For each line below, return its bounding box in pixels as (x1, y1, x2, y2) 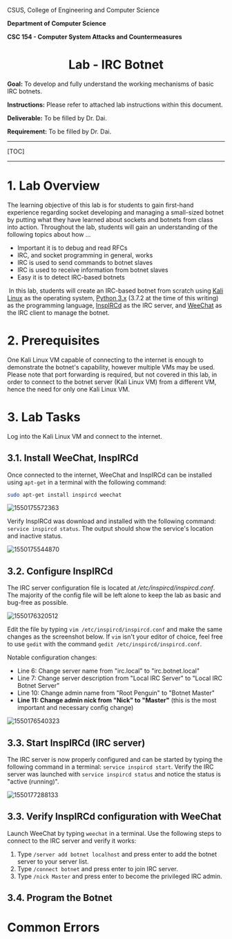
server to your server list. (17, 857, 89, 866)
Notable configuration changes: (7, 653, 97, 662)
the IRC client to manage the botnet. (7, 308, 110, 317)
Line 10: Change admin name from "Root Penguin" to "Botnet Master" (17, 689, 215, 698)
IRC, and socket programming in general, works (17, 250, 153, 259)
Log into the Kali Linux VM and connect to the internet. (7, 432, 162, 440)
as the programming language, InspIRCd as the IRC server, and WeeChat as (7, 301, 222, 309)
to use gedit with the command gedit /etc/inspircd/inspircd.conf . (7, 640, 202, 648)
